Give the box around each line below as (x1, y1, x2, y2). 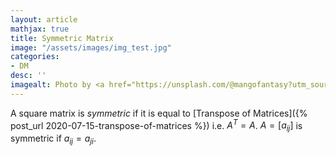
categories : (10, 52, 60, 62)
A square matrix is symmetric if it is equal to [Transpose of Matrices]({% (10, 107, 308, 119)
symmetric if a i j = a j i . (10, 132, 97, 146)
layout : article (10, 14, 78, 25)
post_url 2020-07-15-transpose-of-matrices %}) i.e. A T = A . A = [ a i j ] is (10, 117, 303, 134)
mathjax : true (10, 24, 70, 34)
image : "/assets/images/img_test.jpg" (10, 42, 172, 53)
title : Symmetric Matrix (10, 33, 114, 43)
